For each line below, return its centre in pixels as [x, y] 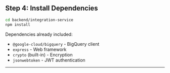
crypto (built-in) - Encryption [42, 54]
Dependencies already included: [39, 34]
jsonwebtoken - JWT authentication [49, 60]
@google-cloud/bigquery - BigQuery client [56, 44]
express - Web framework [39, 49]
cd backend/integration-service [39, 20]
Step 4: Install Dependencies [52, 8]
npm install [18, 25]
